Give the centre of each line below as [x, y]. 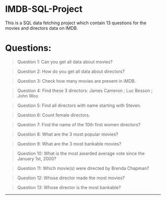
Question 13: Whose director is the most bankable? [69, 187]
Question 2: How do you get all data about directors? [71, 71]
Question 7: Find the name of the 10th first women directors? [79, 124]
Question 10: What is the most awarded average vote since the [81, 153]
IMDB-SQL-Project [44, 9]
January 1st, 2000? [37, 158]
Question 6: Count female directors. [54, 115]
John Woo [28, 96]
